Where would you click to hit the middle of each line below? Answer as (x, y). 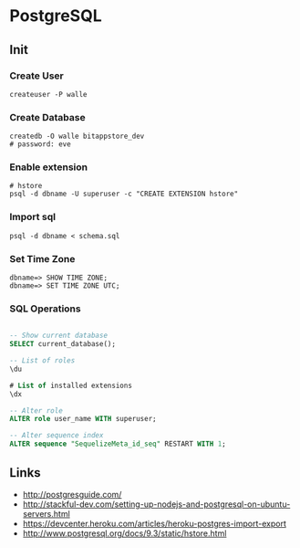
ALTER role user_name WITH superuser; (83, 419)
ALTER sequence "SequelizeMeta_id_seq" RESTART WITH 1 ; (118, 444)
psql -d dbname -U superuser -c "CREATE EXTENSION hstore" (124, 194)
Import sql (33, 217)
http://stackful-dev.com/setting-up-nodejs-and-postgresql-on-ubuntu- (156, 504)
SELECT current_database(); (63, 344)
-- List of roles (42, 361)
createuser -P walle (49, 94)
